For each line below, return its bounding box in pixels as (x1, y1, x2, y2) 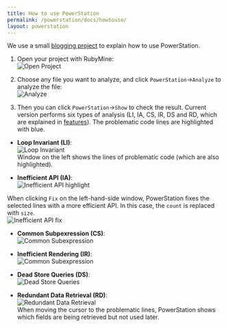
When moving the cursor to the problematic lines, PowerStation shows (16, 306, 216, 314)
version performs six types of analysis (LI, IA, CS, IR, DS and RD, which (16, 110, 218, 119)
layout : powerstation (7, 23, 69, 30)
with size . (7, 209, 36, 217)
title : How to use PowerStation (7, 10, 99, 17)
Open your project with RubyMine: (16, 55, 114, 63)
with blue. (16, 125, 45, 134)
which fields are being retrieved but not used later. (16, 313, 160, 321)
